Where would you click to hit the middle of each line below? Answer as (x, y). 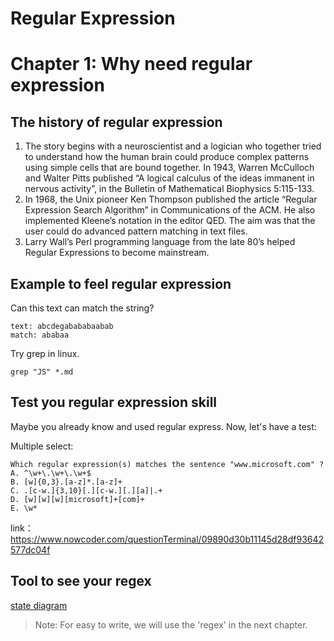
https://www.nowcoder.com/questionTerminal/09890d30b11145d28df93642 (167, 539)
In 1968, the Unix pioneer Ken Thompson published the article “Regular (171, 199)
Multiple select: (42, 446)
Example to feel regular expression (121, 283)
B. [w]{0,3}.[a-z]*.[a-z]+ (66, 482)
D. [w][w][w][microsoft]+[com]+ (77, 499)
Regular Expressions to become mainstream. (117, 253)
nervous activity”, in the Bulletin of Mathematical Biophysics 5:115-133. (169, 189)
